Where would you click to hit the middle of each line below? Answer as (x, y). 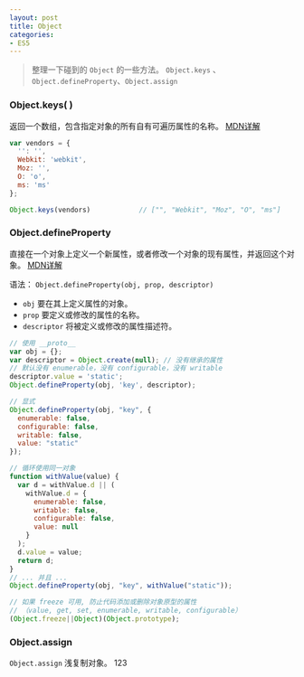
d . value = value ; (50, 552)
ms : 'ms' (34, 185)
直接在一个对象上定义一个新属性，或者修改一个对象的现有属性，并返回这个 (148, 253)
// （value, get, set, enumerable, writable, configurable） (126, 611)
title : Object (36, 26)
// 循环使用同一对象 (43, 468)
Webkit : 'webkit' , (52, 160)
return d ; (36, 560)
